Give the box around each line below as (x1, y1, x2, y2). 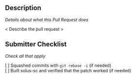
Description (5, 4, 41, 12)
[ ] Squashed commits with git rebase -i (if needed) (5, 62, 112, 68)
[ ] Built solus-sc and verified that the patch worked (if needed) (5, 67, 132, 73)
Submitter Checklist (5, 40, 67, 48)
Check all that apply (5, 53, 46, 59)
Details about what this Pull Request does (5, 16, 89, 22)
